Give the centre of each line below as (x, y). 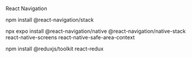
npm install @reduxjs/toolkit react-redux (55, 49)
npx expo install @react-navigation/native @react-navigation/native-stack (96, 31)
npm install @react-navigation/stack (50, 20)
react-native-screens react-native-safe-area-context (70, 37)
